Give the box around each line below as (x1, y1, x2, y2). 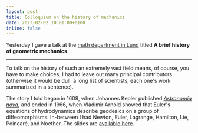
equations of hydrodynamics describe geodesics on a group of (6, 108, 159, 115)
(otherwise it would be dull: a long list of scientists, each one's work (6, 77, 171, 85)
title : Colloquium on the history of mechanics (6, 14, 126, 20)
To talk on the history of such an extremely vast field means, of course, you (6, 64, 190, 72)
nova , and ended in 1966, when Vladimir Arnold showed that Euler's (6, 101, 171, 108)
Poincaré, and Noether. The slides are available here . (6, 120, 134, 127)
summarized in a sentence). (6, 83, 74, 90)
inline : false (6, 25, 41, 31)
